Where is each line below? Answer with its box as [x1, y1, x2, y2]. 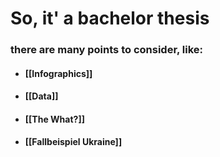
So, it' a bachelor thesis [10, 7, 210, 30]
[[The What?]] [24, 113, 85, 125]
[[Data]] [24, 90, 59, 102]
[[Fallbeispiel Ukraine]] [24, 136, 123, 148]
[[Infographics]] [24, 67, 93, 79]
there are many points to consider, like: [10, 43, 204, 57]
